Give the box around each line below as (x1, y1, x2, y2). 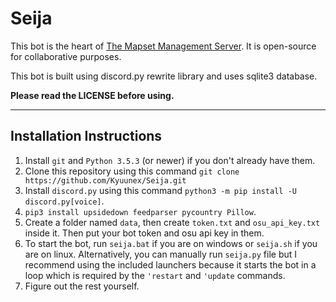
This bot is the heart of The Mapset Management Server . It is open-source (10, 40, 317, 52)
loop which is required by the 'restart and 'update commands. (24, 269, 286, 281)
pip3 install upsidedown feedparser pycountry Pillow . (24, 205, 257, 217)
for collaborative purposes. (10, 50, 122, 62)
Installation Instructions (10, 128, 163, 145)
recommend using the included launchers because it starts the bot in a (24, 258, 317, 271)
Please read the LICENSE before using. (10, 89, 175, 101)
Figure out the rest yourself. (24, 280, 140, 292)
